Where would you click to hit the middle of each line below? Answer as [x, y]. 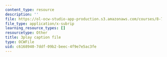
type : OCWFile [20, 42]
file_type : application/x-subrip [40, 24]
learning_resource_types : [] [35, 28]
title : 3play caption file [33, 38]
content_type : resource [30, 10]
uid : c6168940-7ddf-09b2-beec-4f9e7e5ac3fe [51, 47]
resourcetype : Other [27, 33]
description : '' [22, 14]
